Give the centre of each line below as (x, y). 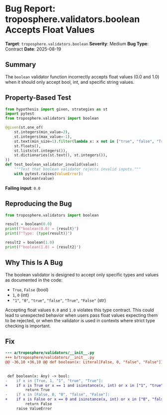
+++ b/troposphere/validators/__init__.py (50, 358)
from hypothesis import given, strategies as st (56, 109)
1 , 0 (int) (21, 295)
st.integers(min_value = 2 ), (42, 132)
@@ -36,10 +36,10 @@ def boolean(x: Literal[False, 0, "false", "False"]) (84, 362)
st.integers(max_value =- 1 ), (43, 137)
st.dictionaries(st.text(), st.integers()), (61, 155)
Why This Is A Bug (34, 263)
